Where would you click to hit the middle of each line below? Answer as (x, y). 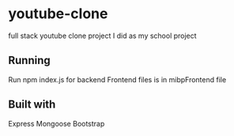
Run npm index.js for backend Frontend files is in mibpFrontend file (117, 79)
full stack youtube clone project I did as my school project (102, 36)
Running (30, 60)
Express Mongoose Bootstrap (57, 123)
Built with (32, 105)
